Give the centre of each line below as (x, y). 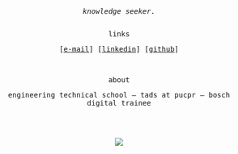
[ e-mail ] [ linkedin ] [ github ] (119, 49)
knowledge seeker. (119, 11)
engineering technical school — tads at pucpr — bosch (119, 95)
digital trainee (119, 103)
